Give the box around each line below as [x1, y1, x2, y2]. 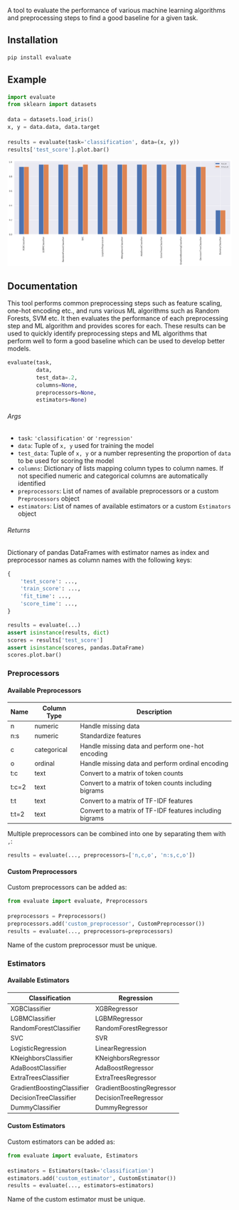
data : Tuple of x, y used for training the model [17, 442, 154, 450]
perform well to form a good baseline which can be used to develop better [7, 337, 225, 345]
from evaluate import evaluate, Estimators [7, 1152, 139, 1159]
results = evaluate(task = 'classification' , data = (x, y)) [7, 138, 180, 145]
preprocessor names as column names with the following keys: [7, 556, 192, 564]
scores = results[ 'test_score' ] [7, 637, 103, 644]
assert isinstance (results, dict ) [7, 629, 110, 636]
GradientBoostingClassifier [10, 1083, 90, 1092]
